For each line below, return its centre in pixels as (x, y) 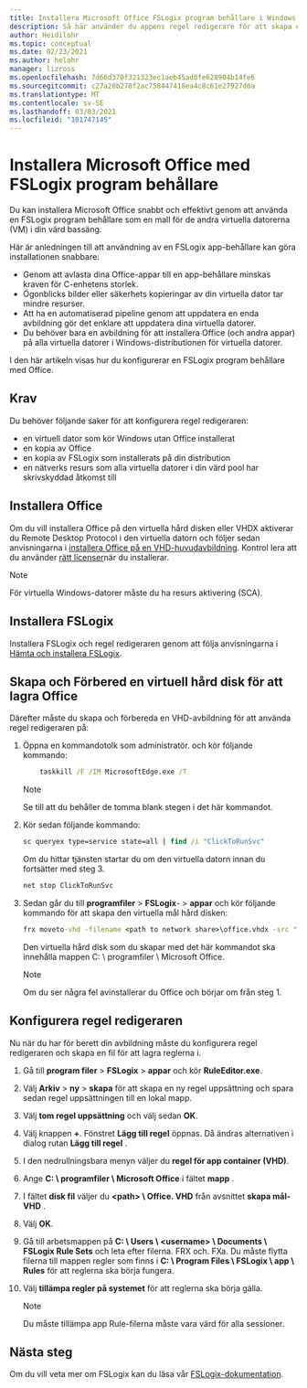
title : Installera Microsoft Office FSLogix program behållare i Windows (153, 18)
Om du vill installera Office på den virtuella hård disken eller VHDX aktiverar (152, 528)
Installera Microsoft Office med (130, 165)
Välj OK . (38, 1223)
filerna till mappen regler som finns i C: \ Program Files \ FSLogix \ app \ (159, 1260)
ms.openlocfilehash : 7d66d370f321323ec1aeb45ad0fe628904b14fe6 (132, 78)
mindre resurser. (53, 304)
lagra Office (44, 696)
